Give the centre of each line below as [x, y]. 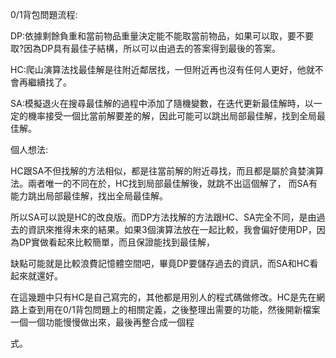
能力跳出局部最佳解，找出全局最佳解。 [89, 196]
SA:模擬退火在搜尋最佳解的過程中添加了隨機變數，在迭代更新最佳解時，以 [162, 103]
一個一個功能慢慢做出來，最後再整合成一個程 [102, 322]
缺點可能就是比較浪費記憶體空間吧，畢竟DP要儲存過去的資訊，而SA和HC [160, 263]
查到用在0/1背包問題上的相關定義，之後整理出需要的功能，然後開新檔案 [174, 309]
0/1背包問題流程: [44, 14]
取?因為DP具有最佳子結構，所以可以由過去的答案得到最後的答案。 [146, 48]
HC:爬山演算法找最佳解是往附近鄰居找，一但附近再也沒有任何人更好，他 [158, 69]
